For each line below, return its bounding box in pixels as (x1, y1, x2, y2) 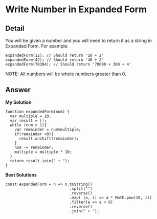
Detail (5, 24, 25, 33)
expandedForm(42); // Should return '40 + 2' (5, 57, 104, 62)
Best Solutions (5, 171, 37, 178)
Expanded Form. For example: (5, 43, 69, 49)
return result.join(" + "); (10, 158, 70, 163)
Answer (5, 85, 31, 94)
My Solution (5, 99, 32, 105)
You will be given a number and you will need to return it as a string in (5, 37, 152, 43)
